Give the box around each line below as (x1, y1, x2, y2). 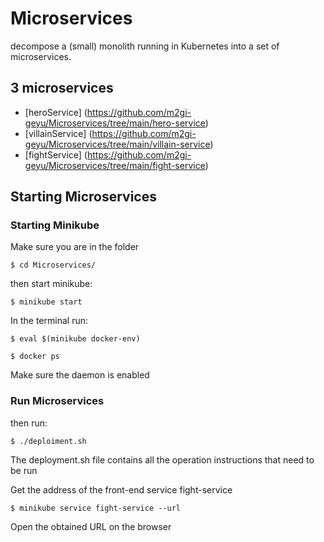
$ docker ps (10, 352, 60, 362)
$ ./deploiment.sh (10, 436, 87, 446)
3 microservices (10, 80, 114, 97)
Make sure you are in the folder (10, 241, 140, 253)
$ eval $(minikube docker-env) (10, 334, 141, 344)
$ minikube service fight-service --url (10, 503, 182, 513)
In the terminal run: (10, 315, 88, 327)
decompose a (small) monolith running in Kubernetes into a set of (10, 40, 280, 52)
